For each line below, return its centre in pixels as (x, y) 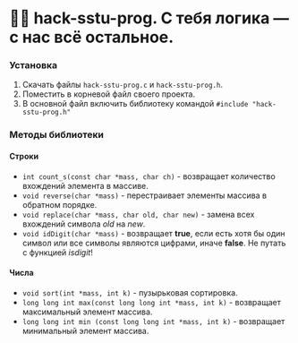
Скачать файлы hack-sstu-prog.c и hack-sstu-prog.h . (123, 85)
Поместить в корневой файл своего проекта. (108, 94)
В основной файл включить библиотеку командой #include (135, 104)
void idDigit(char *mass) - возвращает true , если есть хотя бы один (153, 233)
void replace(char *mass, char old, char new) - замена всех (138, 214)
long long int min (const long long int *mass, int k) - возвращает (153, 321)
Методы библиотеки (57, 135)
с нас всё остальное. (92, 37)
